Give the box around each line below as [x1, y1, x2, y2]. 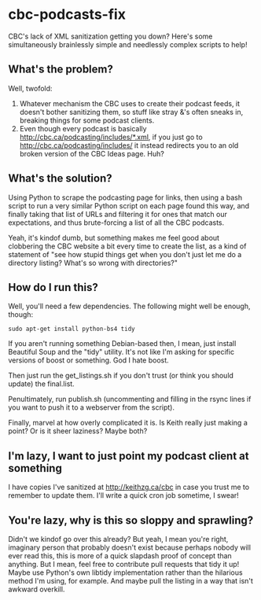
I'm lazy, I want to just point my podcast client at [8, 449, 249, 462]
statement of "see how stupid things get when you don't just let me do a [8, 249, 242, 259]
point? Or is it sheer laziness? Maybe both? [8, 426, 148, 436]
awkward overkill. [8, 584, 65, 594]
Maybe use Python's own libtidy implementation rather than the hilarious [8, 568, 243, 577]
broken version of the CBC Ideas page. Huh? [19, 149, 165, 158]
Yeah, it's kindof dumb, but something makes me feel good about [8, 233, 220, 242]
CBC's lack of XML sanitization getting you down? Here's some [8, 31, 213, 41]
